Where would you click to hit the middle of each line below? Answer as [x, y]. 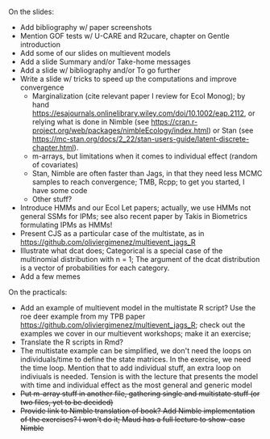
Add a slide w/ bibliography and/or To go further [100, 70]
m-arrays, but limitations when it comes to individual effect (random [145, 156]
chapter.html [53, 148]
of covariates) [55, 165]
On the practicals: [38, 292]
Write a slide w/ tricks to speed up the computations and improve [129, 79]
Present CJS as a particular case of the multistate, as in [112, 233]
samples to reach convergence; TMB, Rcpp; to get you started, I [138, 182]
